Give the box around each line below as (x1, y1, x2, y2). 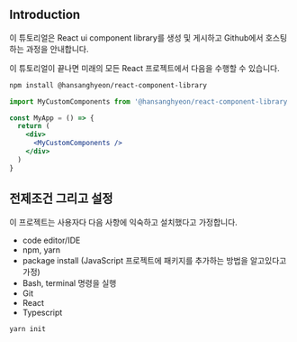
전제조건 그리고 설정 (9, 191, 113, 207)
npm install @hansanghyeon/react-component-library (9, 80, 207, 89)
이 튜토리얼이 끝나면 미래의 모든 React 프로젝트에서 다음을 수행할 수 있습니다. (9, 62, 281, 73)
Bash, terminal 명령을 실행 (22, 277, 117, 288)
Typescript (22, 307, 63, 318)
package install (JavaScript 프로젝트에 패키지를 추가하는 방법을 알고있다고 (22, 254, 287, 265)
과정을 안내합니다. (25, 43, 89, 54)
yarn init (9, 324, 47, 333)
